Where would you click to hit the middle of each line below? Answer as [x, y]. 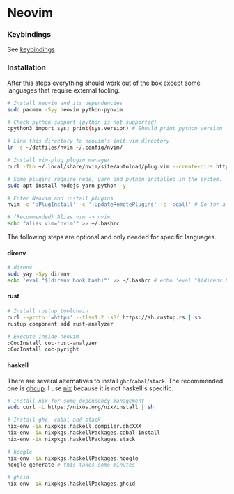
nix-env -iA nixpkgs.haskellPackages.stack [71, 439]
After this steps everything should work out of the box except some [104, 83]
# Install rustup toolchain [48, 311]
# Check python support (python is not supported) [82, 122]
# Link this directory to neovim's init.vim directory [88, 141]
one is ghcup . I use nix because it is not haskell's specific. [91, 388]
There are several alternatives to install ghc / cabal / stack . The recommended [115, 381]
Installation [27, 67]
